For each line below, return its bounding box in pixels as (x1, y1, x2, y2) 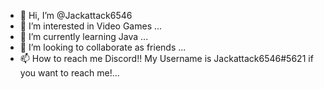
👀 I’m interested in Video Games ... (19, 20, 163, 32)
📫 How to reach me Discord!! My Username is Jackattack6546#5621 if (19, 53, 314, 64)
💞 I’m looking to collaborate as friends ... (19, 41, 187, 53)
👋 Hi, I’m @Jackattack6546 (19, 10, 133, 21)
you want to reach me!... (19, 67, 120, 79)
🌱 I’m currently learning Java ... (19, 31, 149, 42)
